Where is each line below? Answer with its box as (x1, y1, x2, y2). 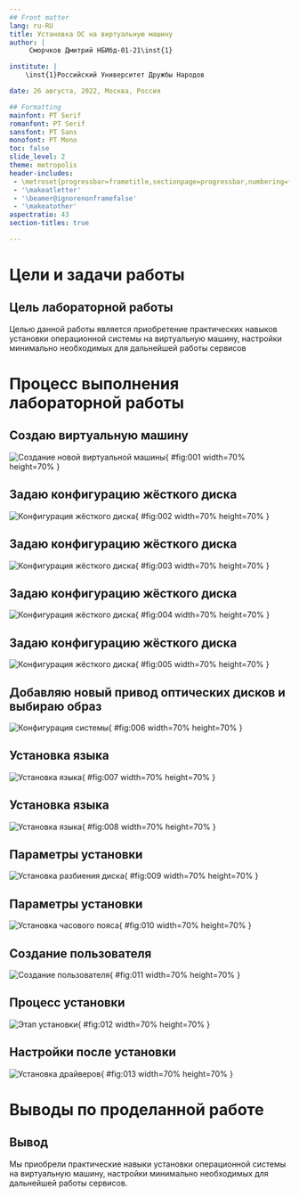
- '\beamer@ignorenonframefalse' (12, 193, 138, 203)
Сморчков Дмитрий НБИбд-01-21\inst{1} (28, 46, 174, 55)
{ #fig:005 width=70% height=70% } (134, 659, 270, 670)
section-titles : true (9, 219, 90, 228)
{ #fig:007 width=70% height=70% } (81, 771, 216, 782)
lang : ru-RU (9, 21, 53, 30)
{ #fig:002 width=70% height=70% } (134, 510, 270, 521)
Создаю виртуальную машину (9, 428, 189, 444)
